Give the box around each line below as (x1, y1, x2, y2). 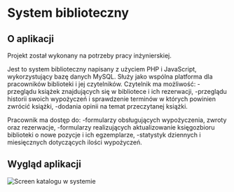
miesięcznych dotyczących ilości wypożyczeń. (7, 138, 142, 146)
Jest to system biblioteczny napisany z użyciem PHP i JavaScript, (7, 65, 198, 73)
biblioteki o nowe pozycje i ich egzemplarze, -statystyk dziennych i (7, 131, 201, 139)
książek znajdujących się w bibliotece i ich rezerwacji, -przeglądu (38, 88, 228, 95)
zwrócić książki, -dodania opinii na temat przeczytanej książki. (7, 102, 188, 110)
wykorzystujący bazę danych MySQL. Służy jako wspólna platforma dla (7, 72, 213, 81)
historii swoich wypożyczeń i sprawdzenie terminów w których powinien (7, 95, 216, 103)
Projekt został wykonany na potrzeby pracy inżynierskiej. (7, 51, 172, 60)
